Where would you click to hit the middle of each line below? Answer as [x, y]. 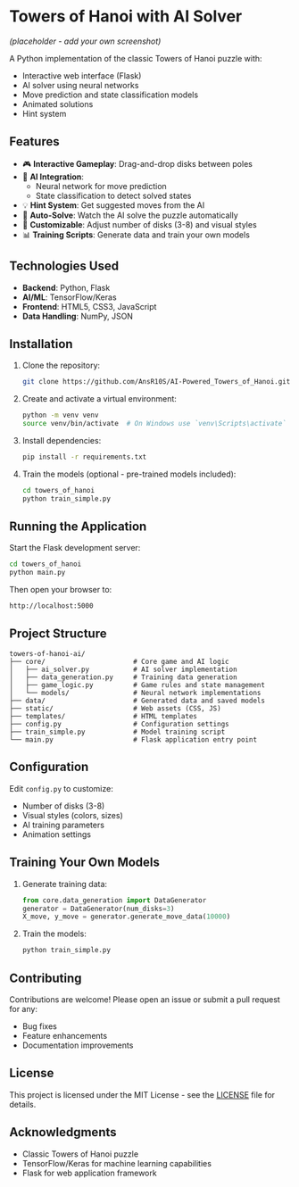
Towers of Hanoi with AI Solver [126, 17]
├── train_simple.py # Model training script [117, 732]
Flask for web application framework [90, 1173]
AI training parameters [63, 825]
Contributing [46, 978]
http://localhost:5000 [51, 606]
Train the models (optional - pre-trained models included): [129, 474]
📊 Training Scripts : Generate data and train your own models [136, 235]
